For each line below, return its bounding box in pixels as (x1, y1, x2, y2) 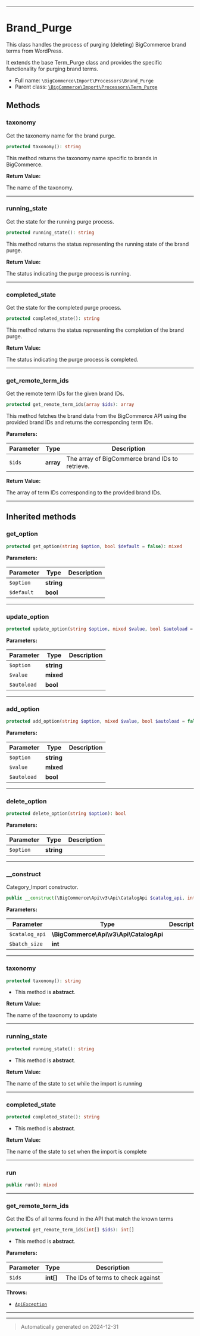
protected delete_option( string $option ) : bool (6, 811, 127, 817)
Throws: (6, 1289, 28, 1296)
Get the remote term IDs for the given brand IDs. (6, 390, 125, 398)
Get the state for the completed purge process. (6, 304, 122, 311)
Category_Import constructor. (6, 883, 79, 891)
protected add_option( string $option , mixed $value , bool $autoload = (6, 719, 185, 724)
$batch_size (9, 941, 43, 947)
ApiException (14, 1301, 48, 1308)
